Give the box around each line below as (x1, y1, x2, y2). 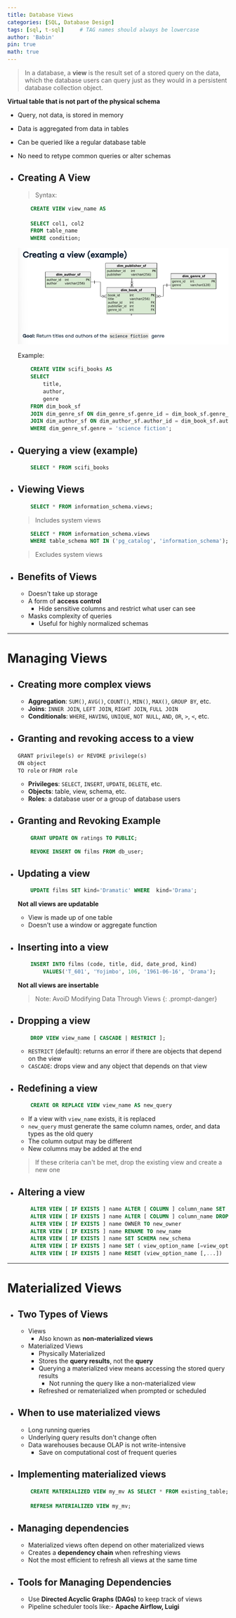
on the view (27, 1055, 62, 1063)
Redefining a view (17, 1082, 98, 1094)
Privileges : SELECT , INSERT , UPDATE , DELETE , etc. (27, 779, 162, 788)
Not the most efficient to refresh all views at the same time (27, 1556, 198, 1565)
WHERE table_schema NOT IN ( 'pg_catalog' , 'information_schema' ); (30, 538, 229, 545)
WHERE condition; (30, 235, 81, 242)
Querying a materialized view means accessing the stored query (38, 1364, 225, 1373)
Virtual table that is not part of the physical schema (7, 97, 160, 105)
